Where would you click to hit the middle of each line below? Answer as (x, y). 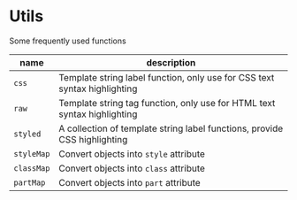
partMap (30, 182)
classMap (32, 168)
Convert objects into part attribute (129, 182)
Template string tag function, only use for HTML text (167, 103)
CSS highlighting (93, 139)
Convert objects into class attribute (132, 168)
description (171, 62)
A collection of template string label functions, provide (171, 128)
